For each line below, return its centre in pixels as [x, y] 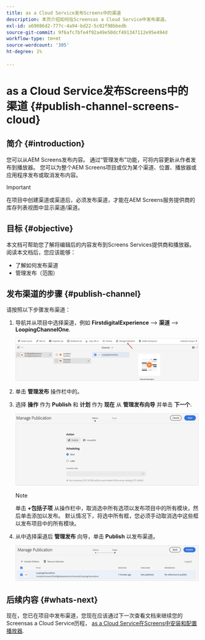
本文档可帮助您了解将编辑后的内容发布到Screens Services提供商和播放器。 [101, 244]
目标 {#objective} [40, 229]
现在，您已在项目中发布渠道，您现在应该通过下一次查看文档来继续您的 [95, 616]
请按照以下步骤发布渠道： [38, 310]
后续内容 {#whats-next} [52, 600]
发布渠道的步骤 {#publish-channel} [74, 294]
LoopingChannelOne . [43, 330]
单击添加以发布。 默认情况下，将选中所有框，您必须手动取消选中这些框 [110, 515]
